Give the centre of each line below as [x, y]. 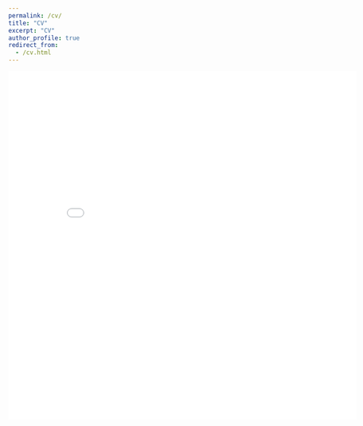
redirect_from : [33, 45]
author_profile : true [44, 38]
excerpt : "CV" [32, 30]
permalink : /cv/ [35, 16]
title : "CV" [28, 23]
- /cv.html [33, 53]
